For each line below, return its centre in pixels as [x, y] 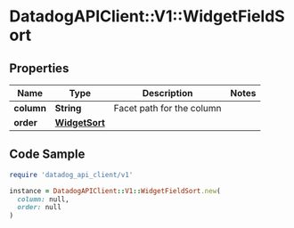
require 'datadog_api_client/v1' [71, 175]
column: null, [43, 199]
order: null [40, 208]
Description [167, 93]
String [68, 108]
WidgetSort [80, 122]
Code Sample [47, 155]
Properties [39, 68]
